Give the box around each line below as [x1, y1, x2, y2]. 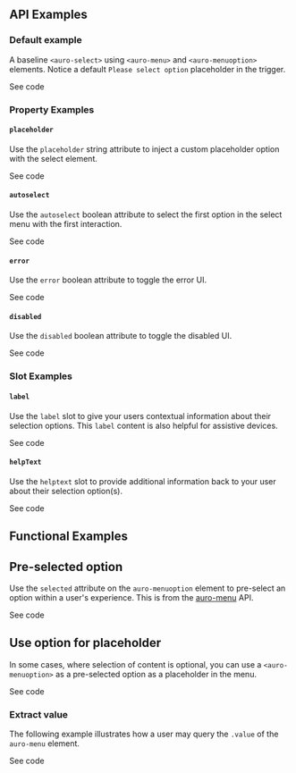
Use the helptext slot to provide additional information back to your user [9, 475, 277, 486]
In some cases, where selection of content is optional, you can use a [9, 659, 262, 669]
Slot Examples [9, 370, 73, 382]
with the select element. [9, 153, 98, 164]
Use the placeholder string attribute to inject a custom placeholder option [9, 143, 280, 155]
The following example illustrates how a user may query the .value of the [9, 728, 279, 740]
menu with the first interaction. [9, 219, 123, 230]
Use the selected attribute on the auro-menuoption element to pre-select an [9, 583, 286, 593]
